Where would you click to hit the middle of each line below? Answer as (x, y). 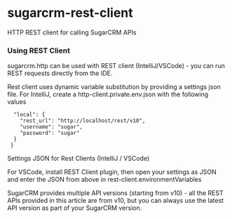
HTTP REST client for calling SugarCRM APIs (72, 32)
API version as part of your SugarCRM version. (75, 208)
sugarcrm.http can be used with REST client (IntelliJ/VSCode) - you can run (116, 66)
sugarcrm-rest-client (70, 13)
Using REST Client (39, 51)
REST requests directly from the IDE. (60, 73)
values (17, 102)
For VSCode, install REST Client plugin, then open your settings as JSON (112, 172)
